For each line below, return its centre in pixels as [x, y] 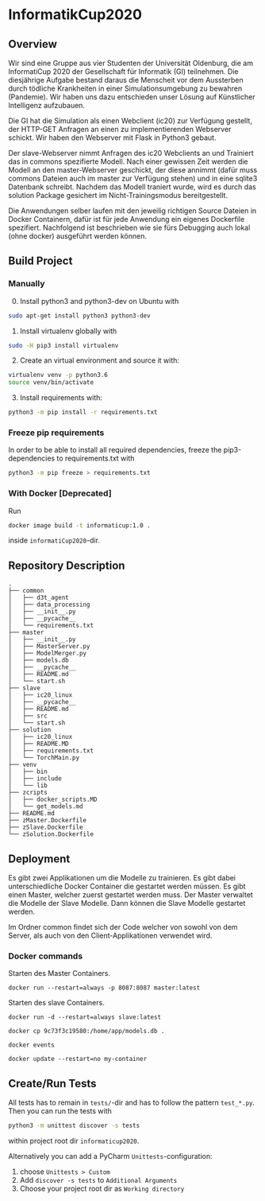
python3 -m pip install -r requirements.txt [83, 412]
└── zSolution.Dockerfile [51, 834]
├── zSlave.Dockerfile [46, 828]
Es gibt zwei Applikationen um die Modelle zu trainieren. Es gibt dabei [122, 878]
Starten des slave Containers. [56, 1003]
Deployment [39, 859]
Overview [33, 44]
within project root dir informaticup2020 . [74, 1141]
